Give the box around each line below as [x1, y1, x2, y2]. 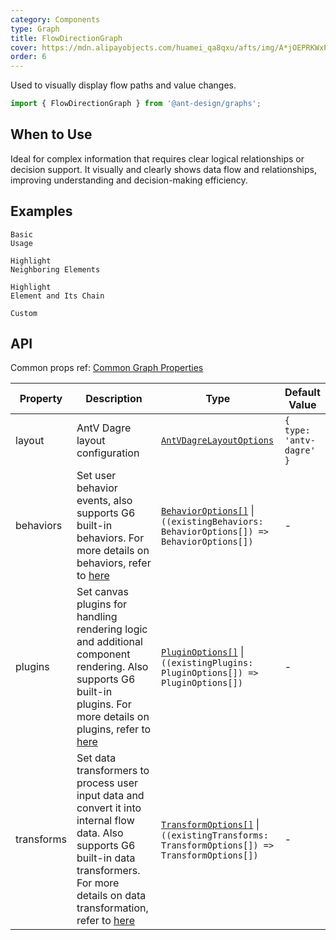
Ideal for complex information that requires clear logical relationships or [10, 152, 305, 165]
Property [19, 392, 63, 406]
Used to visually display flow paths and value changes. [10, 79, 237, 91]
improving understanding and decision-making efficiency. [10, 174, 248, 186]
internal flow [76, 814, 135, 828]
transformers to [76, 764, 150, 778]
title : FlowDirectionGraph [10, 33, 123, 43]
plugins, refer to [76, 722, 152, 736]
